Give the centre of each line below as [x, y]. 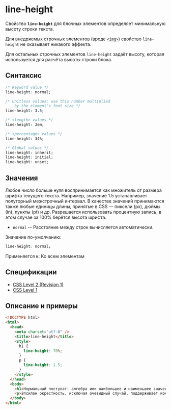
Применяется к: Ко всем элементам [45, 256]
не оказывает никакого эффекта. [56, 44]
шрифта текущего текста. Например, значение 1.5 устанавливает [76, 195]
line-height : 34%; [25, 139]
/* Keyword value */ [27, 87]
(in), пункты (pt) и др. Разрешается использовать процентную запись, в [83, 212]
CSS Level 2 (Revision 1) [38, 285]
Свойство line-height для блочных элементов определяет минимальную [85, 23]
